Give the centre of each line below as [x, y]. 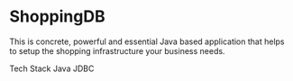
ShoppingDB [57, 17]
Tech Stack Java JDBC [52, 68]
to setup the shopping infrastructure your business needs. [117, 50]
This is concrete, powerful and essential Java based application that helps [147, 41]
